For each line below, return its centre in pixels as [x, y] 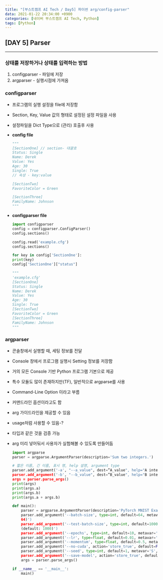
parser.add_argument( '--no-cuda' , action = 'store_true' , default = [89, 547]
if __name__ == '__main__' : [41, 569]
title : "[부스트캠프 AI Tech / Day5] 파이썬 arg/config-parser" [67, 9]
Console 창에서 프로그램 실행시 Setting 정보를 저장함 [62, 361]
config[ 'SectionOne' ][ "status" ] [45, 265]
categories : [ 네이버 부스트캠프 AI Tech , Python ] [52, 18]
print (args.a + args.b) [36, 497]
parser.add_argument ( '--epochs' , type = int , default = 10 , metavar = [89, 533]
